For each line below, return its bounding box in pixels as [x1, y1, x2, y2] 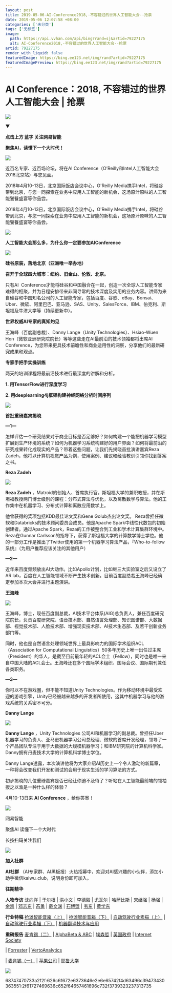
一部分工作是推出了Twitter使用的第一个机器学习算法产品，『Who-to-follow [9, 539, 165, 545]
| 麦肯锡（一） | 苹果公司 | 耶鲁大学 [5, 958, 79, 964]
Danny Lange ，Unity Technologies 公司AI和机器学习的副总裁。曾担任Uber [5, 730, 164, 736]
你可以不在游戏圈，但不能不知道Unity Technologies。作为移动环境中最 [5, 687, 154, 693]
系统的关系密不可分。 [9, 700, 55, 706]
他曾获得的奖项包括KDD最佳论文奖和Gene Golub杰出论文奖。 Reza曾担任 [5, 513, 159, 519]
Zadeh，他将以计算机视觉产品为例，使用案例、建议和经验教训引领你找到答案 [5, 453, 167, 459]
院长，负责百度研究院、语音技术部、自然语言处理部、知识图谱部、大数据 [9, 617, 162, 623]
